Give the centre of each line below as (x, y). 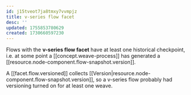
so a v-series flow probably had (134, 80)
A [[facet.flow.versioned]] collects (47, 73)
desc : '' (17, 22)
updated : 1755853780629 (35, 28)
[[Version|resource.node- (120, 73)
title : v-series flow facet (40, 17)
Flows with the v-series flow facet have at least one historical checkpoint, (96, 50)
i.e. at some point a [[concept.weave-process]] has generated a (83, 56)
